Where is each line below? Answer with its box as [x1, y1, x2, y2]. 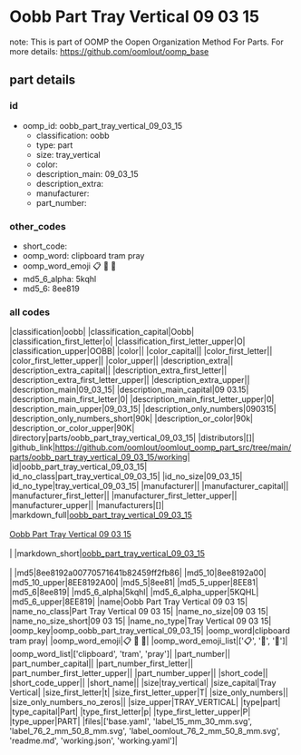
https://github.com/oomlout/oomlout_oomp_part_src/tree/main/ [54, 442, 292, 453]
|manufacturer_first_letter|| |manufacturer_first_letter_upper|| [9, 490, 238, 501]
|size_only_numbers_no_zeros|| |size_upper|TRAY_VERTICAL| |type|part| [9, 697, 281, 708]
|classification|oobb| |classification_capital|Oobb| [9, 327, 195, 338]
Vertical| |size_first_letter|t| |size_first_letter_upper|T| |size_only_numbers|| [9, 687, 288, 698]
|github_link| [9, 442, 56, 453]
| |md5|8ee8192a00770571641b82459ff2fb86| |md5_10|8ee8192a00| [9, 567, 267, 578]
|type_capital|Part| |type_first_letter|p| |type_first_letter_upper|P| [9, 706, 251, 718]
